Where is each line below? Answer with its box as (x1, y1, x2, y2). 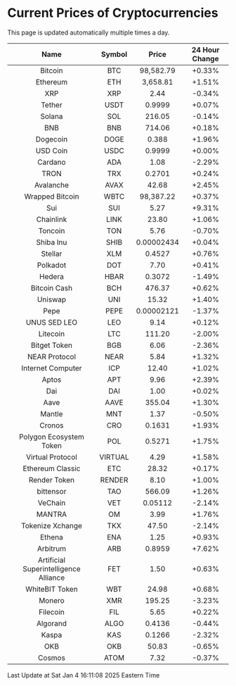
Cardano (37, 157, 66, 167)
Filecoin (38, 607, 65, 617)
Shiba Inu (36, 237, 67, 247)
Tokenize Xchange (20, 520, 83, 530)
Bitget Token (30, 340, 72, 350)
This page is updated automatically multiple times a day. (7, 28, 170, 37)
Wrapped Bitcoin (24, 192, 79, 201)
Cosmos (37, 653, 65, 663)
